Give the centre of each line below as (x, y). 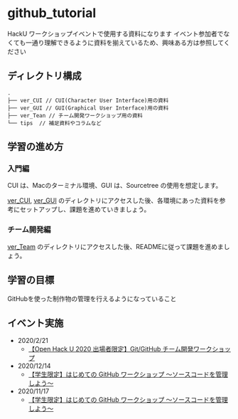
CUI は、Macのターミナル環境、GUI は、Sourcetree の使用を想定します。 (115, 186)
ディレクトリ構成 (44, 76)
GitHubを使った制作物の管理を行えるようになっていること (92, 298)
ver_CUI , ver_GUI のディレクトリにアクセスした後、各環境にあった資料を (113, 201)
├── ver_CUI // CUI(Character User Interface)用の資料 (88, 100)
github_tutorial (52, 13)
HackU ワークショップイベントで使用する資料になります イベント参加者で (115, 33)
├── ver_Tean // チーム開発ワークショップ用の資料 (75, 115)
